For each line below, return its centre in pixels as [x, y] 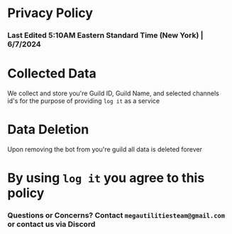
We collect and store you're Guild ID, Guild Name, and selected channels [114, 93]
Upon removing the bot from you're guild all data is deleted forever [105, 149]
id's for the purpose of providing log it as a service [84, 101]
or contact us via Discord [51, 224]
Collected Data [52, 74]
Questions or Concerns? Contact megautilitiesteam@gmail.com [116, 216]
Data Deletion [48, 130]
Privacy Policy [50, 13]
